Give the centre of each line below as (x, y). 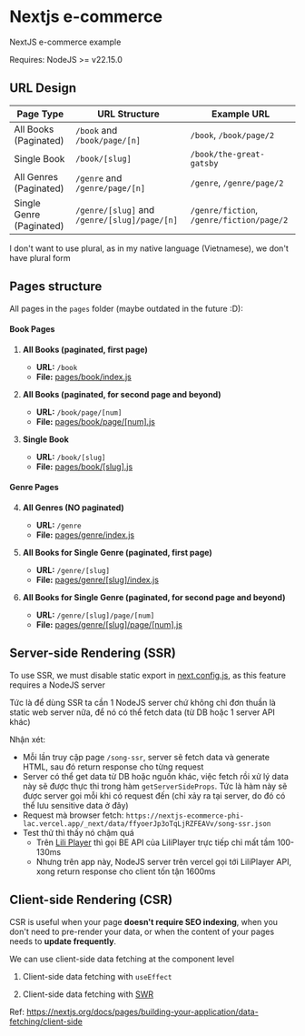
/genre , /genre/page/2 (237, 182)
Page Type (40, 114)
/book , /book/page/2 (232, 135)
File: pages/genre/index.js (85, 535)
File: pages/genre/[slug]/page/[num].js (109, 624)
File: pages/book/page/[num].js (96, 421)
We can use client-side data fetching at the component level (122, 959)
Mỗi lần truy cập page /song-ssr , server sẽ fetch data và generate (146, 757)
